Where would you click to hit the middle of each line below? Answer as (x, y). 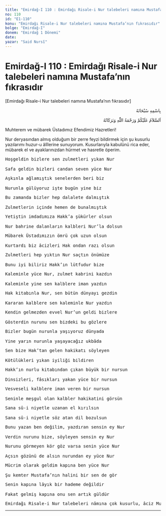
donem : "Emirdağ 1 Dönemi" (33, 33)
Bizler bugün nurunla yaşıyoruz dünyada (55, 331)
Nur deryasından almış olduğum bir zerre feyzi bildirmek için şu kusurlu (78, 139)
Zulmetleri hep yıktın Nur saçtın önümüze (57, 255)
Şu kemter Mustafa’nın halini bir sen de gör (61, 475)
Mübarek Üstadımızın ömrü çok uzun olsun (56, 236)
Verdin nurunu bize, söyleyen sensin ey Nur (60, 437)
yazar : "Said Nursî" (26, 42)
